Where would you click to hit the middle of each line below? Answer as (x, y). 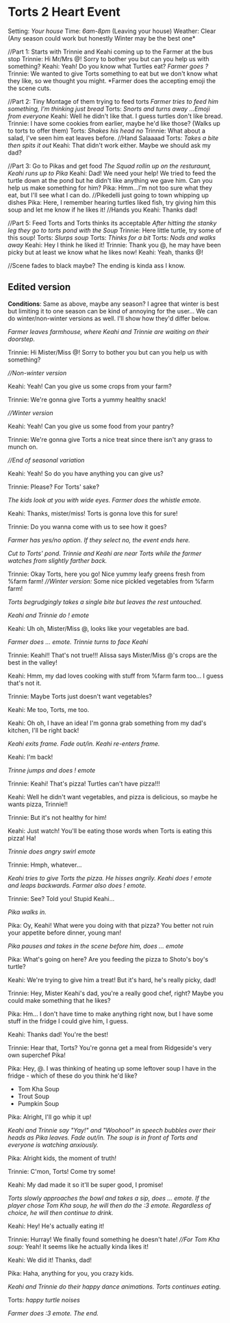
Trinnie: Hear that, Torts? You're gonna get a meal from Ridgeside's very (110, 1047)
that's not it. (25, 683)
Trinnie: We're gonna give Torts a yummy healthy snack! (87, 399)
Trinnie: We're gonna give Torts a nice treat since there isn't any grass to (110, 439)
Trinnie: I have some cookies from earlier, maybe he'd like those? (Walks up (114, 123)
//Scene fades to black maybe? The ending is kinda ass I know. (97, 265)
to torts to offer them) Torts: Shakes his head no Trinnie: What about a (107, 131)
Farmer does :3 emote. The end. (53, 1313)
